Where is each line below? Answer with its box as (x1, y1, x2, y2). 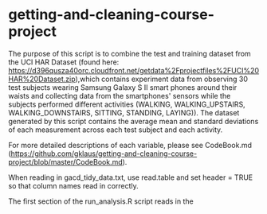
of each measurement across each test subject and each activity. (8, 125, 223, 134)
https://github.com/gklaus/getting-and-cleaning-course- (10, 149, 198, 158)
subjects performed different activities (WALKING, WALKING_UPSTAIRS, (8, 99, 245, 109)
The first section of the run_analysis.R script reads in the (8, 196, 194, 206)
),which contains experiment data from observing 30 (75, 74, 249, 84)
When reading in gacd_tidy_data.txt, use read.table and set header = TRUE (8, 173, 253, 182)
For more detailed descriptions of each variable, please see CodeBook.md (8, 140, 253, 150)
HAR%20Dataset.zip (8, 74, 76, 84)
